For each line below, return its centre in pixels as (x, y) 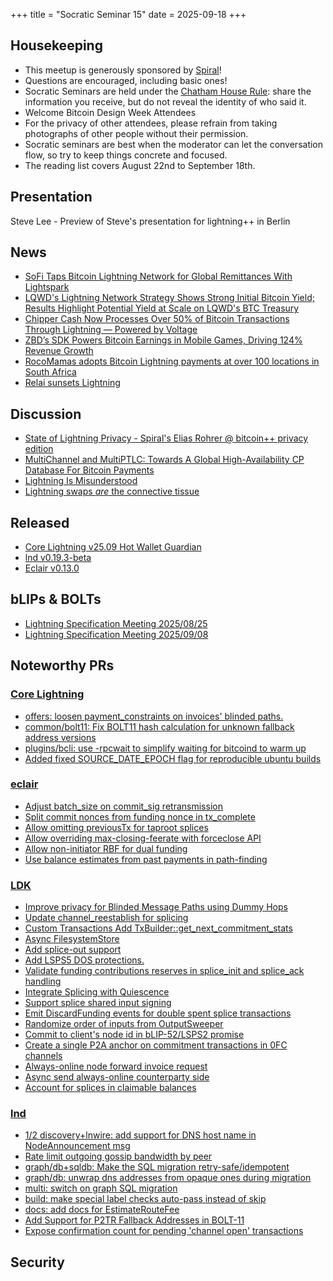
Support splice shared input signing (98, 1003)
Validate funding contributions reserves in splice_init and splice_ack (164, 971)
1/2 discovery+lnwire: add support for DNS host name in (140, 1135)
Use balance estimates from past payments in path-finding (146, 859)
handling (43, 981)
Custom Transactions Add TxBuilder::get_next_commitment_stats (158, 928)
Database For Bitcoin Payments (89, 470)
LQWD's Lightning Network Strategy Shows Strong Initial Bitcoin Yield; (169, 298)
